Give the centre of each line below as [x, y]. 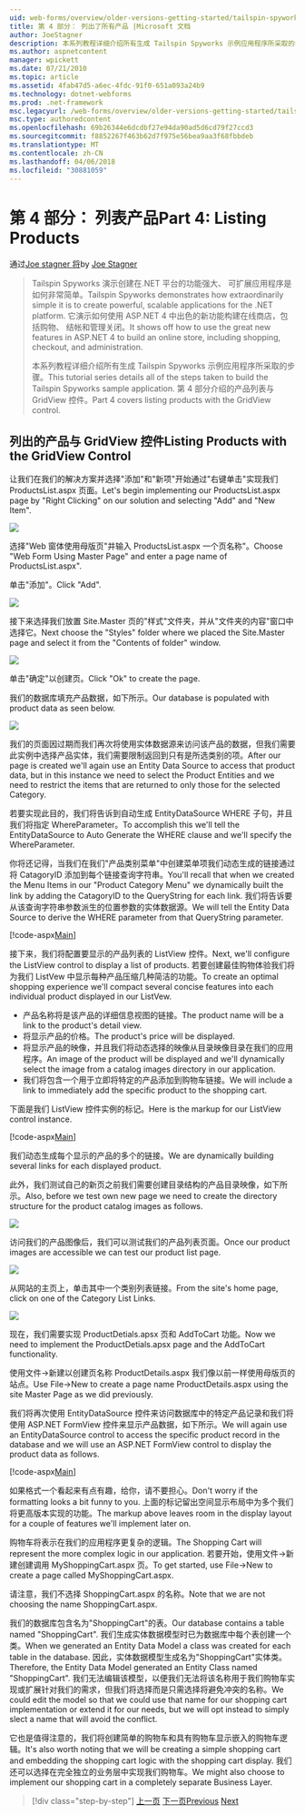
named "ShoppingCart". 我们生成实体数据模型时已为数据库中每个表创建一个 [151, 1635]
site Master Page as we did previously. [82, 1395]
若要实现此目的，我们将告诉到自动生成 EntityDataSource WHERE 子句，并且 [151, 813]
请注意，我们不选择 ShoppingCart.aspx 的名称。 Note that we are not [138, 1594]
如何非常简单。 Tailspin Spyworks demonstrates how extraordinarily [157, 295]
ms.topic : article [44, 77]
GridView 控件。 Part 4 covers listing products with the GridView [151, 400]
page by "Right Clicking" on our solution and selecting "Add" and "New [142, 500]
